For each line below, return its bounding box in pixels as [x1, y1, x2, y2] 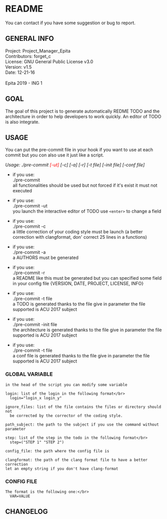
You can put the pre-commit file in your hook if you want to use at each [5, 147, 153, 153]
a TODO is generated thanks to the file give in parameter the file [12, 301, 145, 307]
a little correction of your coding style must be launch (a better [12, 229, 143, 235]
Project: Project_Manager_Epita [5, 47, 71, 54]
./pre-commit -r [12, 270, 45, 276]
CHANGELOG [5, 507, 48, 516]
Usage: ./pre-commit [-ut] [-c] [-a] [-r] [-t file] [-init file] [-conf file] [5, 162, 145, 168]
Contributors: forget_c [5, 53, 51, 59]
